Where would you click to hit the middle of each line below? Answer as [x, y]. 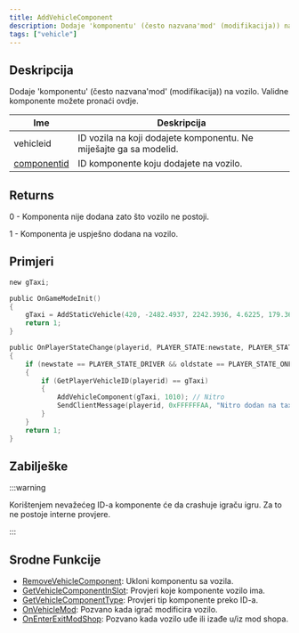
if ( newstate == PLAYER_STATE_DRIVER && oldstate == [125, 364]
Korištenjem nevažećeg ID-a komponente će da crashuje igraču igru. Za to [145, 505]
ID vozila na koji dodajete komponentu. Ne [166, 138]
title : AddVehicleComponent [61, 17]
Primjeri [32, 262]
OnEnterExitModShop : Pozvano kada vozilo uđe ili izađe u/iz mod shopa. [155, 619]
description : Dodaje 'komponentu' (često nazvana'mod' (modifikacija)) [145, 26]
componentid [41, 164]
